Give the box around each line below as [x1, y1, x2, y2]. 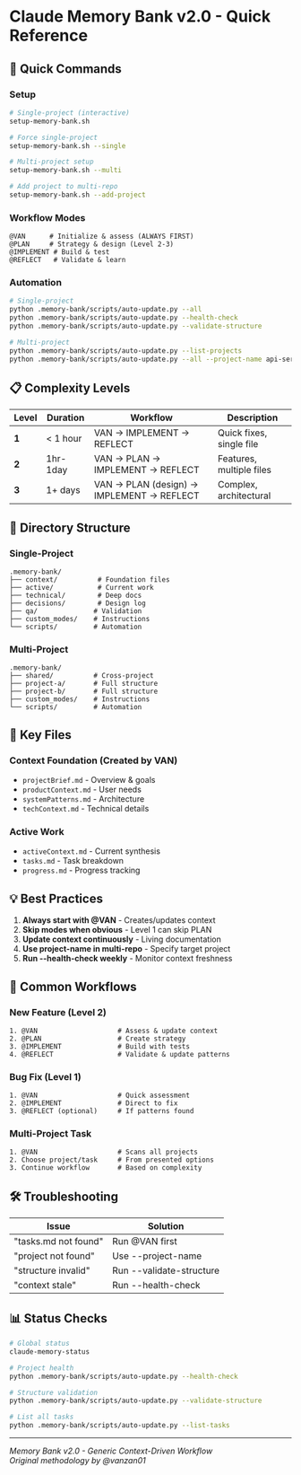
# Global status [9, 1339, 70, 1348]
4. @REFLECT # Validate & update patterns [9, 1049, 230, 1058]
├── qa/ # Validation [9, 607, 142, 616]
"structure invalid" [13, 1264, 90, 1277]
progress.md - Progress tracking [21, 865, 141, 876]
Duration [46, 411, 85, 424]
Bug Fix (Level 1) [9, 1070, 82, 1083]
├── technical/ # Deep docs [9, 591, 142, 601]
